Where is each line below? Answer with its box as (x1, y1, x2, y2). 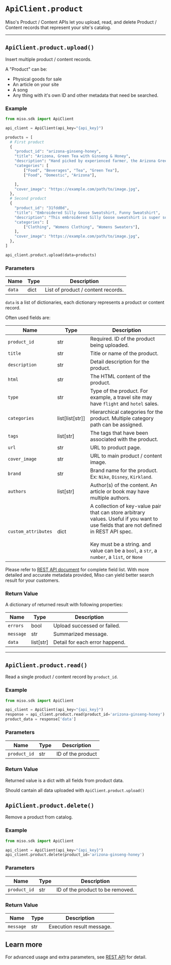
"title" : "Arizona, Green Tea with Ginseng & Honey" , (14, 154, 131, 159)
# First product (10, 139, 44, 145)
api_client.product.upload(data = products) (5, 252, 97, 258)
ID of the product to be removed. (56, 886, 135, 893)
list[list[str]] (57, 415, 85, 422)
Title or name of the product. (90, 350, 159, 357)
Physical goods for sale (12, 76, 62, 82)
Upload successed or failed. (53, 622, 121, 630)
